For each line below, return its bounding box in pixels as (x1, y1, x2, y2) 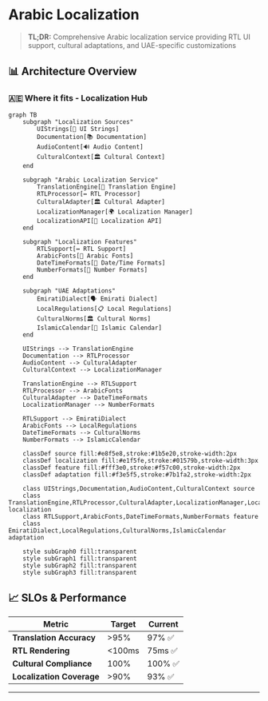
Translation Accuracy (12, 632, 96, 643)
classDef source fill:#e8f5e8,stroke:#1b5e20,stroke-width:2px (22, 449, 238, 457)
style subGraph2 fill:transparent (22, 561, 137, 569)
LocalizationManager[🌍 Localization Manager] (37, 208, 193, 216)
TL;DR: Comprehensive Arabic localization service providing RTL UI (27, 32, 251, 42)
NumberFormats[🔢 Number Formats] (37, 265, 148, 273)
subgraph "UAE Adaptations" (22, 286, 116, 295)
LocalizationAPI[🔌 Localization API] (37, 217, 162, 225)
